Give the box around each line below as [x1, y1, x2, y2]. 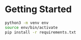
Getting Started [5, 4, 72, 15]
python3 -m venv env [5, 20, 49, 25]
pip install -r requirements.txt [5, 29, 76, 35]
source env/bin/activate [5, 25, 58, 30]
